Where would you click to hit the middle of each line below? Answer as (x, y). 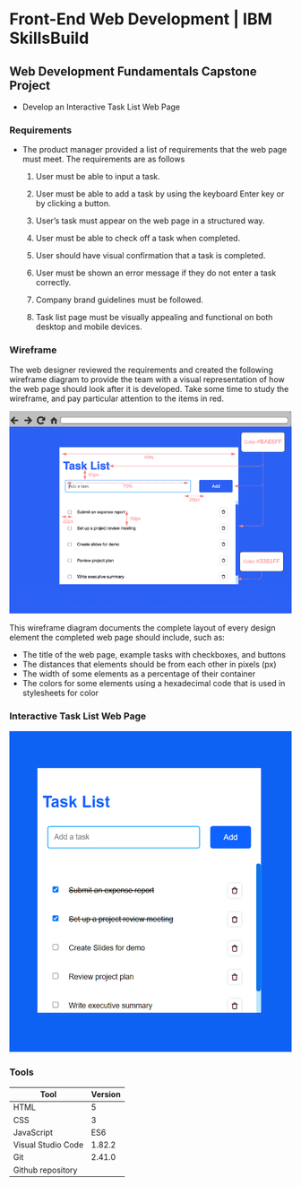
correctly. (53, 283)
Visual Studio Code (48, 1145)
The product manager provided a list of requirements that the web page (155, 150)
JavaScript (33, 1132)
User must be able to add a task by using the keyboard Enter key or (160, 194)
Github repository (45, 1170)
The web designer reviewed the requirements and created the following (141, 370)
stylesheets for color (60, 693)
